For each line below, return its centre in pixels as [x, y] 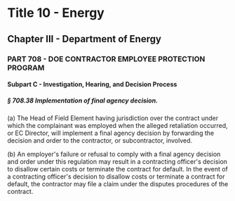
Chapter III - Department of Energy [84, 39]
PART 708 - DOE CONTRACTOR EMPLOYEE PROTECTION [106, 59]
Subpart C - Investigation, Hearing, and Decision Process [92, 84]
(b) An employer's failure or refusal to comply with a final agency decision [114, 154]
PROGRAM [26, 67]
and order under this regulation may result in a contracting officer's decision [117, 162]
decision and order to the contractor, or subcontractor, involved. [100, 141]
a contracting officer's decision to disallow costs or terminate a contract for [116, 176]
